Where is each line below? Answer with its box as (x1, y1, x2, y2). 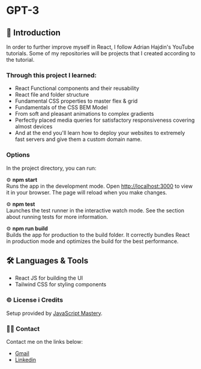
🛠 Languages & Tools (6, 256, 89, 266)
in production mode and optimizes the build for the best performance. (6, 238, 179, 245)
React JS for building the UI (14, 274, 83, 282)
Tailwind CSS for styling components (14, 281, 107, 288)
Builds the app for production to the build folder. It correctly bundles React (6, 231, 190, 238)
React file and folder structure (14, 91, 89, 98)
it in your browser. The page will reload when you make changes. (6, 188, 167, 196)
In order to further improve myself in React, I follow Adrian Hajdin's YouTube (6, 43, 194, 50)
